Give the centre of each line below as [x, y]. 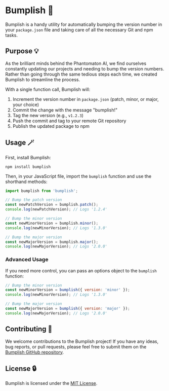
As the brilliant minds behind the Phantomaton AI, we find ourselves [76, 63]
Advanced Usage [27, 260]
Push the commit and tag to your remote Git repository [69, 121]
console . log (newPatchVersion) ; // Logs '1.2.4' [56, 209]
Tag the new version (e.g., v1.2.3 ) [48, 115]
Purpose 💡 [22, 51]
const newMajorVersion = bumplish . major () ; [52, 242]
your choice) [26, 104]
